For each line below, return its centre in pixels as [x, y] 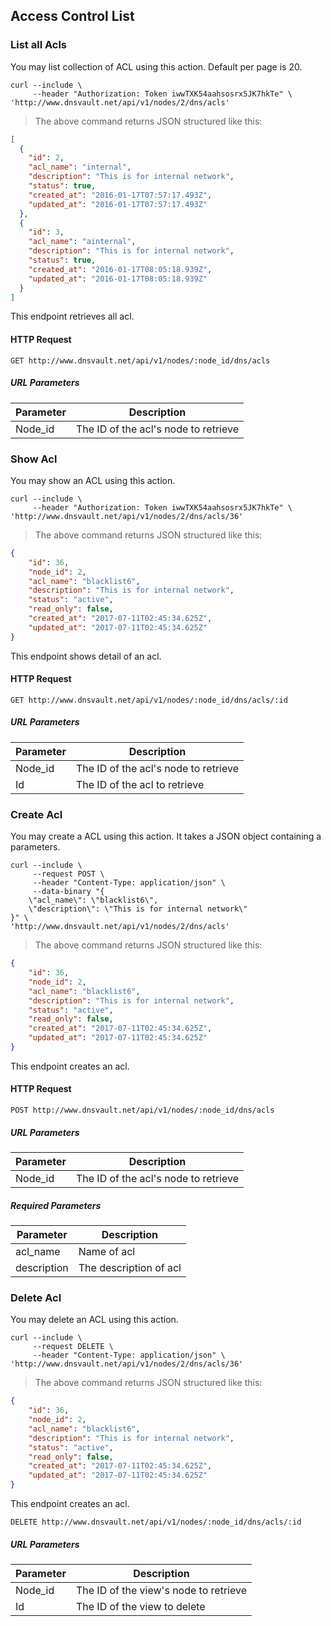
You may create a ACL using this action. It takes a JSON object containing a [166, 836]
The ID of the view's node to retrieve [161, 1591]
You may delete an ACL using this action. [94, 1320]
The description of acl [130, 1268]
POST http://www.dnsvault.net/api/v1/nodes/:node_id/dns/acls [142, 1110]
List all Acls [39, 45]
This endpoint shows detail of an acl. [86, 656]
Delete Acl [36, 1297]
